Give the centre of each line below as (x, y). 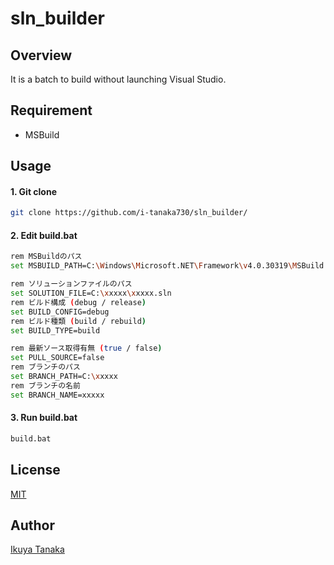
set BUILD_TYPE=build (55, 330)
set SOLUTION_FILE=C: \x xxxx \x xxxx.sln (91, 293)
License (35, 470)
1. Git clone (34, 191)
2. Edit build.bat (44, 235)
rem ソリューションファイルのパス (71, 284)
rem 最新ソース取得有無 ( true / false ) (86, 348)
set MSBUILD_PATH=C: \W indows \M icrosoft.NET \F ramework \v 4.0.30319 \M (154, 266)
